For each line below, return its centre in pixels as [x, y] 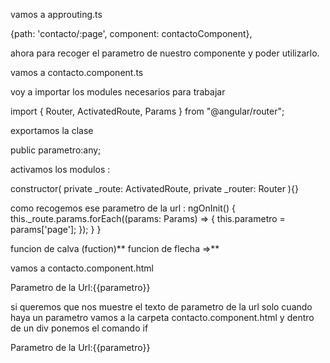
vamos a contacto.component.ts [77, 72]
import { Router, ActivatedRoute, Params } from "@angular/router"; [147, 111]
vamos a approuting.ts [56, 14]
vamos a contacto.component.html [82, 268]
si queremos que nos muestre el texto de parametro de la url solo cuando [161, 307]
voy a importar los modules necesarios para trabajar [118, 92]
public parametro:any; [56, 150]
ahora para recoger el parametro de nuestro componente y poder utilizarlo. [165, 53]
